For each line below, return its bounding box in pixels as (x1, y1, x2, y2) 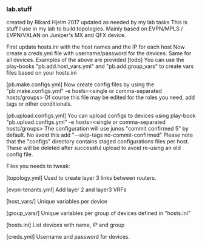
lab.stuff (6, 5, 32, 13)
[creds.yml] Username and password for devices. (6, 233, 130, 241)
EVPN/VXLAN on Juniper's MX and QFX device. (6, 32, 126, 39)
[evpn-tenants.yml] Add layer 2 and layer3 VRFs (6, 186, 127, 193)
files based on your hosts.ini (6, 69, 77, 77)
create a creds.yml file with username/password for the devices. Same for (6, 50, 192, 57)
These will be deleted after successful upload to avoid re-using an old (6, 145, 181, 152)
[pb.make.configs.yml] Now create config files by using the (6, 81, 155, 88)
